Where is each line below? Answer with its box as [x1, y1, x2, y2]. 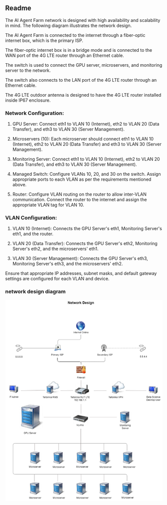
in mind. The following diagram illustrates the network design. [5, 22, 132, 28]
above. [12, 182, 27, 188]
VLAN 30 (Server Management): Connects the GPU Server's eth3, [12, 255, 148, 261]
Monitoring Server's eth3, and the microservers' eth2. [12, 261, 123, 267]
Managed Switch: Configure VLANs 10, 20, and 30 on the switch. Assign [12, 171, 161, 177]
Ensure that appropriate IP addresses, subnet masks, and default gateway [5, 270, 157, 276]
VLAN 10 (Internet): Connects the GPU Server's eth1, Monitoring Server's [12, 226, 162, 232]
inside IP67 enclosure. [5, 97, 51, 103]
